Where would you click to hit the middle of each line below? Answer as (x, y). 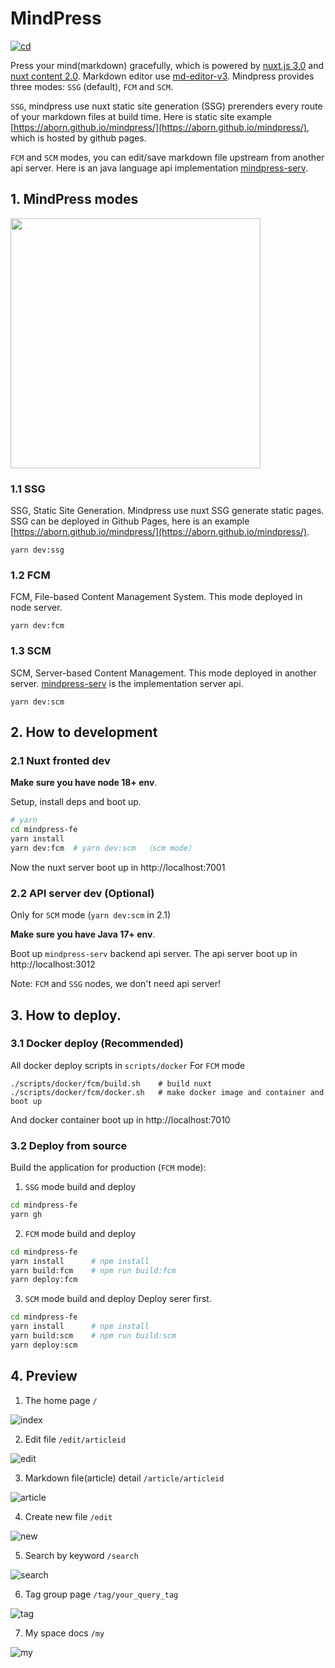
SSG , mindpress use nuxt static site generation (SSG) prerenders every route (166, 106)
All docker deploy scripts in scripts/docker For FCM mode (128, 1065)
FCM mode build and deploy (80, 1233)
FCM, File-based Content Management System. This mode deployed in (156, 597)
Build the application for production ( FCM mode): (108, 1168)
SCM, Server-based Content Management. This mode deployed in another (163, 673)
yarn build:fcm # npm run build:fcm (93, 1270)
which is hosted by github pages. (78, 138)
